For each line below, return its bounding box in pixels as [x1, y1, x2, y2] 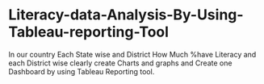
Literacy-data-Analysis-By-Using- [8, 6, 244, 24]
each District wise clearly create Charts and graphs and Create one [8, 58, 233, 68]
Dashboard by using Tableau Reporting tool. [8, 66, 155, 76]
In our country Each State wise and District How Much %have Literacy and [8, 49, 257, 59]
